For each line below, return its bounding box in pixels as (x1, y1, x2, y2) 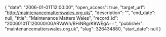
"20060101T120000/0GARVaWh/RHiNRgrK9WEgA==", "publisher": (5, 20, 144, 26)
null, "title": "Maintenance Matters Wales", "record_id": (5, 15, 118, 21)
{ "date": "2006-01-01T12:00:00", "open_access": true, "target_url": (5, 5, 146, 10)
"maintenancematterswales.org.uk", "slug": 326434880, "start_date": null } (5, 26, 161, 32)
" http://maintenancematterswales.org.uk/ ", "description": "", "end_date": (5, 10, 156, 16)
